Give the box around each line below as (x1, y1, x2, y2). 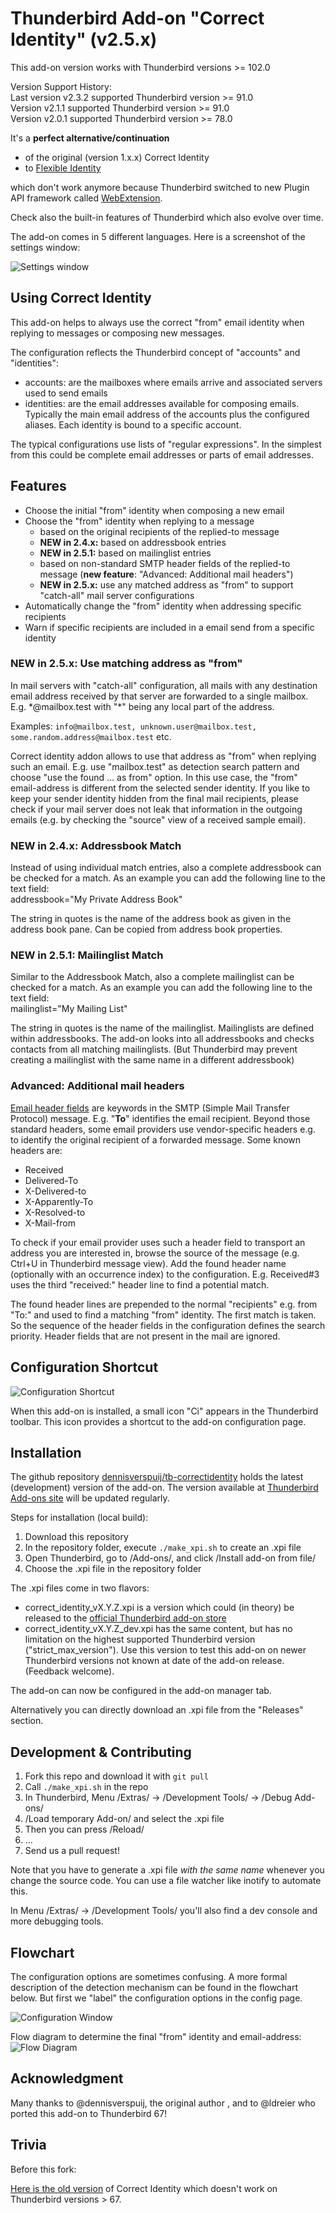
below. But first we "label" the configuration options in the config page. (10, 1992, 303, 2004)
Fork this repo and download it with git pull (24, 1770, 209, 1782)
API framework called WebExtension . (10, 192, 163, 204)
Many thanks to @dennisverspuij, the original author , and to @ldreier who (10, 2097, 316, 2109)
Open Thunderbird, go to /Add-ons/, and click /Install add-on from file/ (24, 1552, 317, 1564)
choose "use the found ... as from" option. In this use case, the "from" (10, 771, 298, 783)
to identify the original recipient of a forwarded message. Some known (10, 1133, 302, 1146)
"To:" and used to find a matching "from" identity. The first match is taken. (10, 1308, 317, 1321)
